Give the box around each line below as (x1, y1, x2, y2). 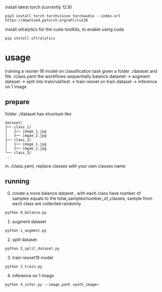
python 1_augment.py (5, 228, 47, 233)
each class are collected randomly (12, 200, 81, 207)
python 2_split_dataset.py (5, 246, 60, 251)
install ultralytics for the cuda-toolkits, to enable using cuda (5, 26, 124, 32)
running (5, 177, 30, 186)
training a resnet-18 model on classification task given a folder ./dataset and (5, 68, 157, 74)
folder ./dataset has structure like (5, 111, 72, 117)
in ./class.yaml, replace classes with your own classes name (5, 163, 126, 169)
